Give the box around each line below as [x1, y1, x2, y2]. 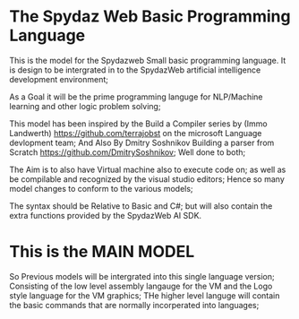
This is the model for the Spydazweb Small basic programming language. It [9, 55, 286, 65]
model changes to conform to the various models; [9, 183, 194, 194]
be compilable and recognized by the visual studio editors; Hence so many [9, 173, 285, 185]
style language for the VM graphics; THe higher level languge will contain [9, 289, 280, 301]
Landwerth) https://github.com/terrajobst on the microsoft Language [9, 127, 262, 138]
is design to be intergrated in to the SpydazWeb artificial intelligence [9, 65, 261, 75]
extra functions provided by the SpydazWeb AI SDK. [9, 210, 202, 220]
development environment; [9, 73, 109, 84]
